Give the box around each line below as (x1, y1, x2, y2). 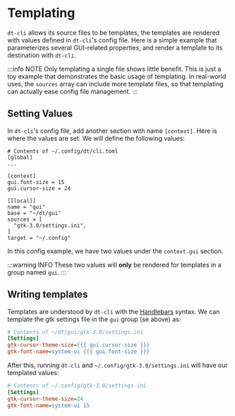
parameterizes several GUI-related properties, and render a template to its (7, 43, 223, 52)
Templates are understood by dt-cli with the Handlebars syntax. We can (7, 307, 220, 316)
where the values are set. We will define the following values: (7, 134, 185, 142)
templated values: (7, 369, 59, 377)
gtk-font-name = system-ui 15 (7, 402, 90, 409)
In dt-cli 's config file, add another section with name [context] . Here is (7, 126, 217, 135)
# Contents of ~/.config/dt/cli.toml (7, 147, 119, 155)
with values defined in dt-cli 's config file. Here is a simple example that (7, 35, 217, 44)
